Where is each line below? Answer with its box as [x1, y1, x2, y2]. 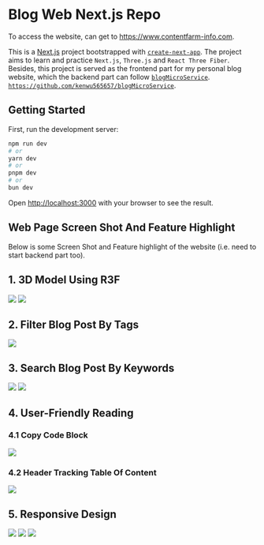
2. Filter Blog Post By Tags [8, 318, 139, 331]
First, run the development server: [8, 124, 119, 133]
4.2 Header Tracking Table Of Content [8, 467, 157, 478]
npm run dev [8, 140, 47, 148]
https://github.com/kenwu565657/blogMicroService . [8, 81, 177, 90]
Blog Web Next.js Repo [8, 6, 162, 24]
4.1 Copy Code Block [8, 430, 88, 441]
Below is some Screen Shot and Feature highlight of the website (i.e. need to [8, 242, 257, 251]
